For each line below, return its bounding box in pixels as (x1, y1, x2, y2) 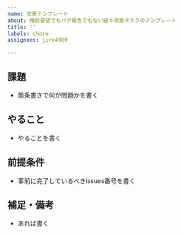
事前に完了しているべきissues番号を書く (17, 176, 136, 185)
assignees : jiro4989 (7, 37, 69, 44)
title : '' (7, 23, 37, 30)
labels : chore (7, 30, 49, 37)
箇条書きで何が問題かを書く (17, 90, 99, 99)
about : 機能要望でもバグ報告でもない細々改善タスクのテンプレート (7, 17, 177, 24)
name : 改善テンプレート (7, 10, 69, 18)
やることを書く (17, 134, 61, 142)
